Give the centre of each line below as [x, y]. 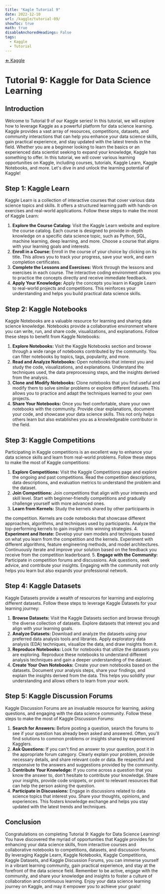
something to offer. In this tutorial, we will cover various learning [70, 157]
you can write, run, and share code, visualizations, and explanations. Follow [82, 331]
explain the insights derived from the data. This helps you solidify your [83, 675]
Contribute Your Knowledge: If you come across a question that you [82, 770]
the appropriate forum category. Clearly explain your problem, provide [83, 754]
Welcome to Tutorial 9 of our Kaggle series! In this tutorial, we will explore [80, 121]
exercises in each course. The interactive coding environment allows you [86, 273]
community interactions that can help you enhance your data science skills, [82, 136]
